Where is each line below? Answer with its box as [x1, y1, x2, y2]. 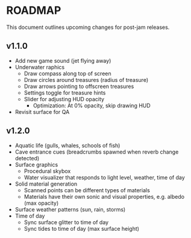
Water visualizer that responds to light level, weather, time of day [23, 174, 185, 181]
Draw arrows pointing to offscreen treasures [23, 83, 134, 90]
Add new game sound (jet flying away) [14, 57, 111, 64]
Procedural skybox [23, 167, 71, 175]
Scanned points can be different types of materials [23, 186, 151, 193]
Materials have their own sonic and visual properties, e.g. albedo [23, 193, 185, 200]
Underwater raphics [14, 63, 65, 70]
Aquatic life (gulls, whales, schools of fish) [14, 142, 121, 149]
